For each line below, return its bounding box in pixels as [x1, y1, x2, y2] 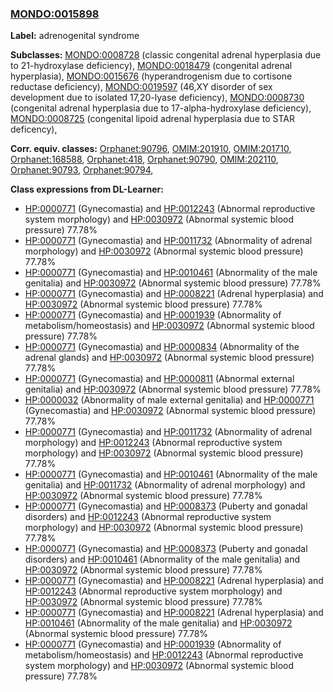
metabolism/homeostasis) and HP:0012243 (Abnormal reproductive [24, 649, 304, 661]
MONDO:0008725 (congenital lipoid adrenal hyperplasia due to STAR [10, 113, 295, 125]
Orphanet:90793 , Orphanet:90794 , [10, 164, 154, 176]
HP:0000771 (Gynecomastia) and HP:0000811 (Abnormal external [24, 373, 295, 385]
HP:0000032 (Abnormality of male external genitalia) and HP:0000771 [24, 394, 315, 406]
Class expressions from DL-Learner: [10, 183, 164, 196]
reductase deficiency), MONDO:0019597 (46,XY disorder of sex [10, 81, 273, 93]
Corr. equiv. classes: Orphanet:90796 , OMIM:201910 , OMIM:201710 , [10, 143, 292, 155]
